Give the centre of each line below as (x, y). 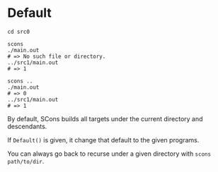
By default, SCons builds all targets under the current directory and (105, 118)
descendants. (27, 126)
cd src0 (19, 32)
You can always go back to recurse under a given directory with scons (109, 154)
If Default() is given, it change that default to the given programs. (103, 140)
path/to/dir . (26, 161)
